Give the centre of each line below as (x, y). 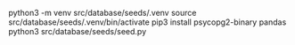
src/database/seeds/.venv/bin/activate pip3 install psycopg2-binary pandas (147, 22)
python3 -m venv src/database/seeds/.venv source (102, 13)
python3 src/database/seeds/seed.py (78, 31)
